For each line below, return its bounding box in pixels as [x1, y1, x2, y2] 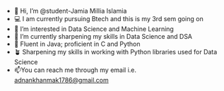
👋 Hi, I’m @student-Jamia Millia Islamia [13, 7, 127, 15]
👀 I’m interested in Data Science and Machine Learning [13, 25, 175, 33]
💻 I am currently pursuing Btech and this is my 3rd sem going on [13, 15, 204, 23]
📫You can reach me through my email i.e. [13, 66, 136, 74]
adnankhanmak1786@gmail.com [13, 76, 110, 84]
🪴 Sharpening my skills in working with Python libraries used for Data [13, 48, 218, 56]
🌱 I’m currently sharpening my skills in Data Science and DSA [13, 32, 193, 40]
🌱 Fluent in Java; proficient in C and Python [13, 40, 141, 48]
